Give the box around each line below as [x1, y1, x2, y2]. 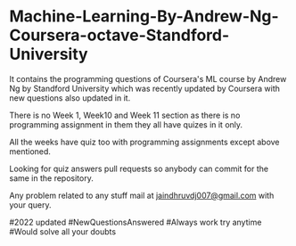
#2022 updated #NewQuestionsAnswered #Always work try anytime [9, 217, 262, 227]
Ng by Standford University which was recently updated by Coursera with [9, 83, 281, 94]
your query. [9, 199, 52, 210]
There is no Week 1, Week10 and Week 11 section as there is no [9, 110, 241, 120]
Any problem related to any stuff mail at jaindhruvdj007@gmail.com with [9, 190, 275, 201]
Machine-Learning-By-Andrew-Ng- [9, 6, 279, 27]
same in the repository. [9, 172, 94, 184]
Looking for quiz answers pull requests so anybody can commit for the [9, 163, 269, 174]
